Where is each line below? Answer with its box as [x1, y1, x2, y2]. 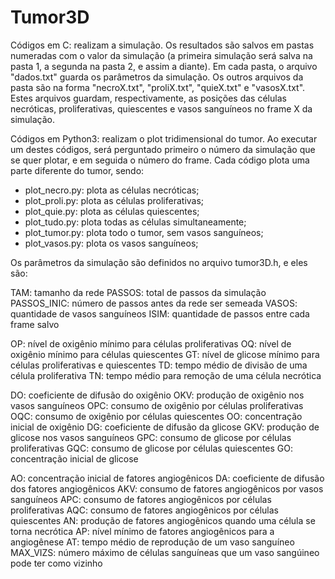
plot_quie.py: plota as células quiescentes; [24, 205, 200, 217]
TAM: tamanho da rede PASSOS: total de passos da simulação [10, 286, 267, 298]
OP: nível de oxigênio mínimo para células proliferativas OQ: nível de [10, 337, 292, 350]
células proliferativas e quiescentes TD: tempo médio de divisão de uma [10, 359, 308, 371]
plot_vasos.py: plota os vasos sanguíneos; [24, 237, 199, 249]
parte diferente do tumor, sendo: [10, 164, 145, 176]
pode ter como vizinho [10, 557, 103, 569]
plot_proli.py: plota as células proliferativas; [24, 194, 205, 206]
